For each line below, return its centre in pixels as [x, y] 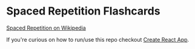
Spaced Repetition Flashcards [83, 11]
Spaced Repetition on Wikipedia [46, 28]
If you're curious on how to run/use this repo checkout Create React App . [98, 39]
